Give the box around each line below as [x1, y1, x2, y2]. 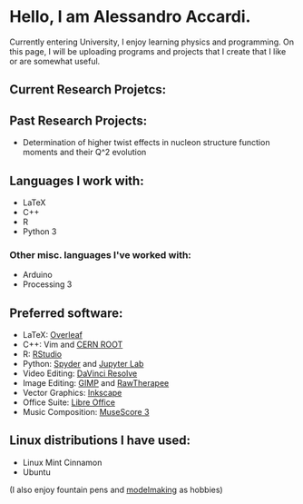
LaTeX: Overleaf [22, 330, 83, 341]
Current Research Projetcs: [9, 82, 167, 97]
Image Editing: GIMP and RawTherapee [22, 378, 170, 389]
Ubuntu [22, 466, 52, 478]
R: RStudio [22, 349, 62, 360]
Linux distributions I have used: [9, 433, 191, 449]
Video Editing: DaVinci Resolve [22, 368, 138, 379]
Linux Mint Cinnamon [22, 457, 103, 468]
